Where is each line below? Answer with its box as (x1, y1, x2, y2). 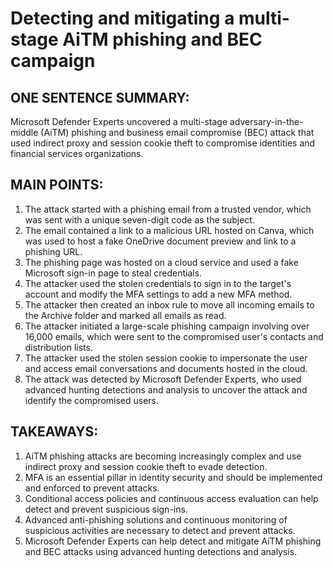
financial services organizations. (10, 148, 144, 159)
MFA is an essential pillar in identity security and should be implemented (24, 471, 323, 483)
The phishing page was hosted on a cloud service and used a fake (24, 256, 299, 268)
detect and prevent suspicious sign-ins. (24, 503, 188, 515)
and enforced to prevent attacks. (24, 482, 160, 494)
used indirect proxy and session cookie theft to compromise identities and (10, 137, 316, 149)
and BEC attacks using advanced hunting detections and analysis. (24, 545, 298, 557)
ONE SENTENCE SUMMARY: (10, 89, 190, 106)
